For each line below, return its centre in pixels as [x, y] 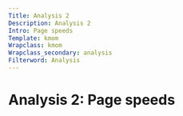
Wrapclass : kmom [35, 46]
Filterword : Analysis [44, 61]
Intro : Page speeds [41, 30]
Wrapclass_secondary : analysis [60, 53]
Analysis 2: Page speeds [92, 100]
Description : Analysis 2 [50, 23]
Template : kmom [34, 38]
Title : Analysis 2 [39, 16]
